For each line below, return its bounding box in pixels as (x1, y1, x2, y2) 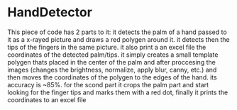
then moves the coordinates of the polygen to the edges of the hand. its (7, 72, 218, 82)
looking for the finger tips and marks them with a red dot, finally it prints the (7, 88, 228, 97)
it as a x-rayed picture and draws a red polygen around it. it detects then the (7, 35, 230, 43)
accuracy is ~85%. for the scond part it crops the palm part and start (7, 80, 209, 89)
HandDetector (7, 4, 92, 21)
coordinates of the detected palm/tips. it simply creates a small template (7, 50, 219, 59)
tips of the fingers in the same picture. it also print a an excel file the (7, 43, 206, 51)
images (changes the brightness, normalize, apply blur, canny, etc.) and (7, 65, 217, 74)
